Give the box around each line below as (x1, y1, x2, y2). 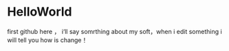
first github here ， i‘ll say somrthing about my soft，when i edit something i (7, 27, 222, 35)
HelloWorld (7, 4, 72, 20)
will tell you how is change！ (7, 35, 88, 44)
